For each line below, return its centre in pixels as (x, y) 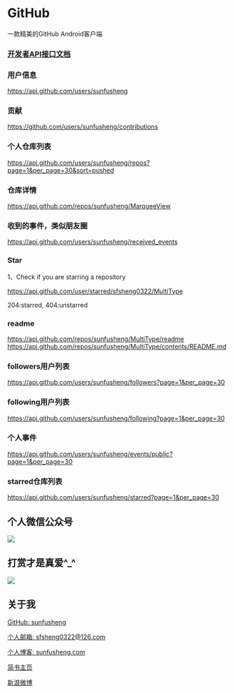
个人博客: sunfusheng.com (46, 652)
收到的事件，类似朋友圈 (47, 226)
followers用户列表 (38, 366)
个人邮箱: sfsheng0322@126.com (57, 637)
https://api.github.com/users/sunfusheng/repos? (79, 163)
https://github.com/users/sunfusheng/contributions (83, 127)
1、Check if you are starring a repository (67, 277)
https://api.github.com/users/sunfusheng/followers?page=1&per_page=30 (116, 383)
